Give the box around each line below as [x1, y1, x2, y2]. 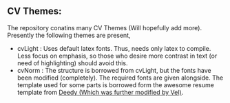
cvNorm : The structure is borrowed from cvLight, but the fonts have [17, 66, 211, 74]
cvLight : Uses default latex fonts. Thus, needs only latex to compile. [17, 44, 211, 52]
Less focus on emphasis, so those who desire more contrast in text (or [17, 51, 218, 60]
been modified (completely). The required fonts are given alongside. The [17, 73, 224, 82]
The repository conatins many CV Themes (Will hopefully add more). [7, 23, 202, 32]
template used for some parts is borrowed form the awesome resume [17, 80, 215, 89]
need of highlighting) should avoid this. [17, 58, 128, 67]
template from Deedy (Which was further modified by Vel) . [17, 88, 184, 96]
